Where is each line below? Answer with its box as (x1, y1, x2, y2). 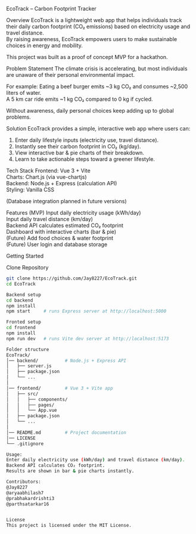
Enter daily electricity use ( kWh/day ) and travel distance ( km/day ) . (6, 457, 185, 463)
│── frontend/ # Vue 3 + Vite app (6, 385, 113, 391)
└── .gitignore (6, 440, 44, 446)
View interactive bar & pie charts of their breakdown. (14, 149, 145, 156)
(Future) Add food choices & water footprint (6, 235, 114, 241)
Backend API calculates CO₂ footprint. (6, 462, 105, 468)
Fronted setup (6, 319, 42, 325)
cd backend (6, 297, 33, 303)
